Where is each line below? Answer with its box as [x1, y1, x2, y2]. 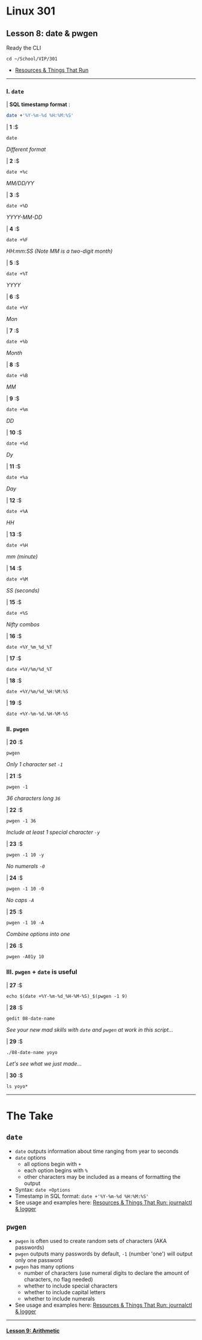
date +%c [6, 169, 28, 176]
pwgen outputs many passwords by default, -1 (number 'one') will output [14, 1250, 193, 1257]
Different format [6, 146, 46, 153]
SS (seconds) [6, 587, 40, 594]
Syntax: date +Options [14, 1186, 71, 1193]
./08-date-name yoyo [6, 1049, 58, 1055]
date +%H [6, 542, 28, 548]
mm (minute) [6, 553, 38, 560]
